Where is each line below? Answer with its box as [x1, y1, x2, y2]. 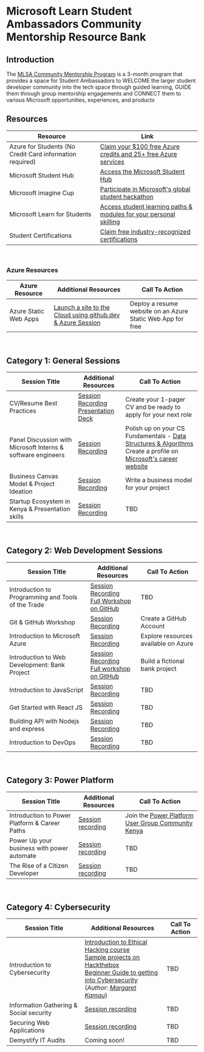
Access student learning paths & [100, 202, 193, 211]
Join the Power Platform [125, 811, 194, 820]
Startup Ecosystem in [9, 497, 70, 506]
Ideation [9, 487, 33, 495]
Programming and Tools [9, 593, 78, 601]
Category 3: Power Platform [6, 775, 114, 786]
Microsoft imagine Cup [9, 189, 75, 197]
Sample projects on [84, 953, 140, 962]
